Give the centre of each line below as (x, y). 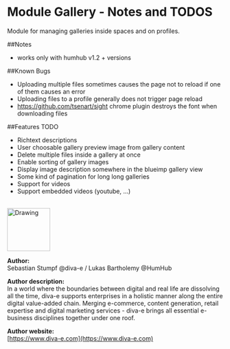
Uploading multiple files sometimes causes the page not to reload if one (119, 84)
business (20, 317)
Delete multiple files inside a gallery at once (79, 155)
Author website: (31, 331)
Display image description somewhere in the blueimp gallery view (110, 169)
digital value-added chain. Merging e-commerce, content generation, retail (113, 303)
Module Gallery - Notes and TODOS (110, 12)
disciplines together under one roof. (84, 317)
